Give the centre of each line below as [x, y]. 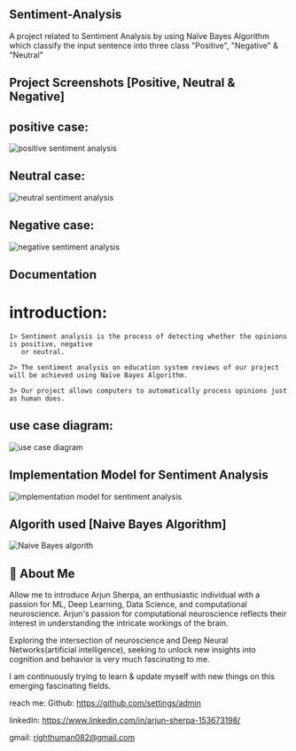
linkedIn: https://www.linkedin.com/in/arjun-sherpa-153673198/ [125, 720]
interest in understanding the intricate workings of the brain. [119, 623]
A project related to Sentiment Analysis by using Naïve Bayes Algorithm [140, 36]
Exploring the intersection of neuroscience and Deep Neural [119, 640]
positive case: [49, 126]
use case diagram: [61, 426]
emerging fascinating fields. [60, 686]
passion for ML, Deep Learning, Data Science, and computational [129, 605]
